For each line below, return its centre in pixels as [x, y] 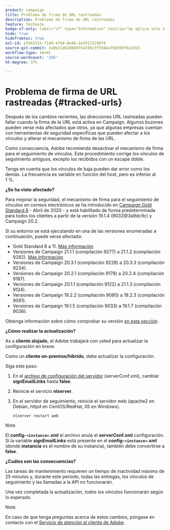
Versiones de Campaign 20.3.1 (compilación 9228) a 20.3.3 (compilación [89, 262]
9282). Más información [38, 257]
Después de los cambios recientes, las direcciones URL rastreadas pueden [84, 117]
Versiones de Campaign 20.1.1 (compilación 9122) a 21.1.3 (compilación [87, 284]
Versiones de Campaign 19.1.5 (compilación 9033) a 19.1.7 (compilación [87, 306]
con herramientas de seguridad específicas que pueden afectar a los [78, 133]
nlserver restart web [35, 416]
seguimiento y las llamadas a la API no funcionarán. [59, 482]
